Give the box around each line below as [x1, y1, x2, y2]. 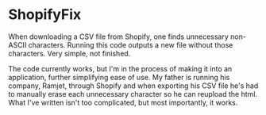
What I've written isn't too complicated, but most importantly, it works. [8, 98, 238, 107]
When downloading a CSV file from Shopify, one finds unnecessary [8, 32, 229, 41]
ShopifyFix [8, 6, 82, 24]
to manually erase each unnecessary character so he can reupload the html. [8, 89, 258, 98]
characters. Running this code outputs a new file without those [28, 40, 233, 49]
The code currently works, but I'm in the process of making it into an [8, 63, 233, 73]
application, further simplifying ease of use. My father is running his [8, 72, 230, 82]
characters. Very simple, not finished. [8, 48, 131, 58]
